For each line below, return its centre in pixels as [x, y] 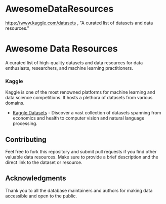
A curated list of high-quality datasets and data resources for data [74, 63]
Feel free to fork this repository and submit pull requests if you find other [81, 151]
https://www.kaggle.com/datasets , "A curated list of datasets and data [79, 23]
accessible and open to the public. [41, 196]
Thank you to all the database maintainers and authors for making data [79, 190]
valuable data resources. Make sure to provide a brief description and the [82, 157]
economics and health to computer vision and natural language [78, 118]
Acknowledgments [36, 178]
